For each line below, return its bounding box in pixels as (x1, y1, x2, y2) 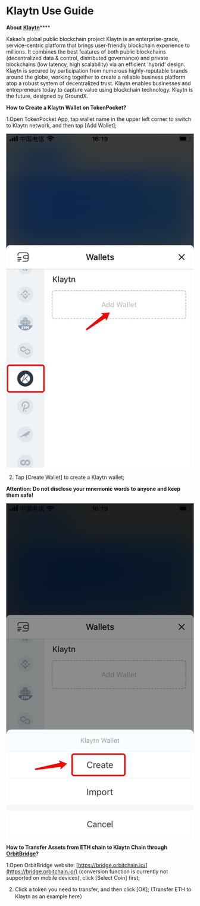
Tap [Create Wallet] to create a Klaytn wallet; (14, 474, 125, 481)
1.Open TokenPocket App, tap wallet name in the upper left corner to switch (6, 115, 192, 123)
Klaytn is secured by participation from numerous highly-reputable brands (6, 67, 188, 74)
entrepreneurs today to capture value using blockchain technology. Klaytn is (6, 86, 193, 93)
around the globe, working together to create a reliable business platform (6, 73, 186, 80)
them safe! (6, 491, 34, 499)
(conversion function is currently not (79, 868, 168, 875)
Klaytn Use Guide (6, 4, 94, 18)
